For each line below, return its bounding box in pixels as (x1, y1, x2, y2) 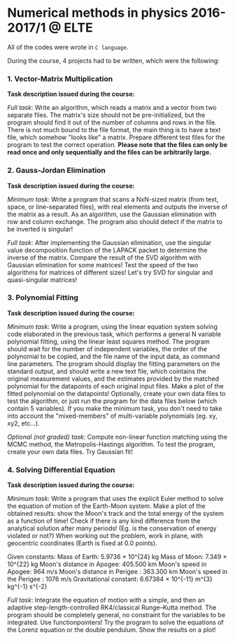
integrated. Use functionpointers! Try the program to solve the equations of (7, 618, 224, 627)
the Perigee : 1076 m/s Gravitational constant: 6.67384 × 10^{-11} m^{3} (7, 575, 213, 584)
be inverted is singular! (7, 225, 73, 233)
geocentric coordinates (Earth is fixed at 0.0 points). (7, 539, 157, 547)
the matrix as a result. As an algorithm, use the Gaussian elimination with (7, 210, 217, 218)
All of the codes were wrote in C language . (7, 43, 129, 51)
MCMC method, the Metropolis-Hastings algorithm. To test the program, (7, 439, 215, 449)
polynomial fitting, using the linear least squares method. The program (7, 337, 210, 346)
